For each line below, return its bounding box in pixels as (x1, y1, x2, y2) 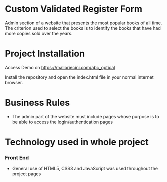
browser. (5, 79, 23, 85)
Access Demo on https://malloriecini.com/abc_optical (5, 64, 115, 70)
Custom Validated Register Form (5, 3, 143, 15)
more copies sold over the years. (5, 30, 73, 36)
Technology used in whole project (5, 136, 149, 148)
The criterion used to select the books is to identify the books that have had (5, 25, 161, 31)
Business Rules (5, 97, 70, 108)
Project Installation (5, 48, 85, 59)
